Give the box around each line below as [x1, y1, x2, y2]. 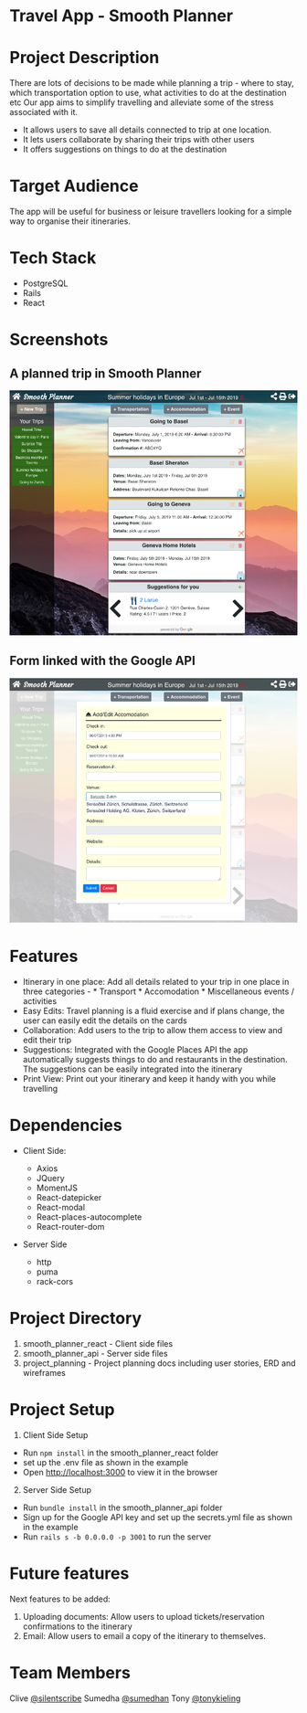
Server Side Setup [22, 1484, 92, 1495]
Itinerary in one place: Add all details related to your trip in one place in [22, 977, 290, 988]
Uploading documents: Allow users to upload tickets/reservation [22, 1611, 265, 1622]
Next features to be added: [9, 1593, 111, 1604]
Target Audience [9, 175, 139, 196]
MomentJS [36, 1182, 78, 1193]
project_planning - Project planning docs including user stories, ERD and [22, 1358, 296, 1369]
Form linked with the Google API [9, 653, 196, 669]
